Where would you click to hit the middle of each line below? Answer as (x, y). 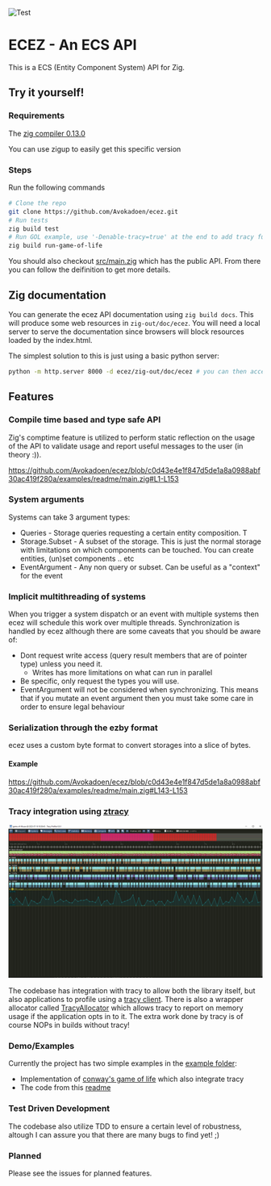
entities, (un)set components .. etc (77, 558)
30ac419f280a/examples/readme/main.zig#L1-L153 (94, 478)
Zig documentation (57, 295)
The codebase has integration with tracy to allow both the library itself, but (132, 991)
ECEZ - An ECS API (73, 45)
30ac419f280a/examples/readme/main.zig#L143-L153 (98, 790)
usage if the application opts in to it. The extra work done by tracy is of (126, 1017)
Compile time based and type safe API (85, 420)
